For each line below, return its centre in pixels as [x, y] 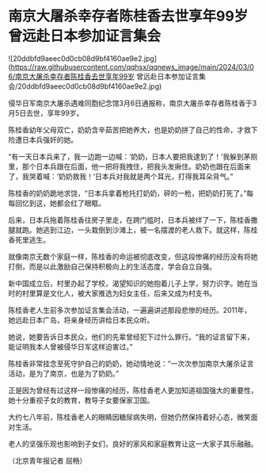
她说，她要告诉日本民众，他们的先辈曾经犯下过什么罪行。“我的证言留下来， [131, 337]
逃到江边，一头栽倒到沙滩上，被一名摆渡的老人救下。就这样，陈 [146, 230]
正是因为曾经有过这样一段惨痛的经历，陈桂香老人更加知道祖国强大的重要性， [133, 390]
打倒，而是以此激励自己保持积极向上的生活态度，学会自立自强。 [112, 266]
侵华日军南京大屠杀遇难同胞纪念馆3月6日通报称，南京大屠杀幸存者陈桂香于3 [133, 103]
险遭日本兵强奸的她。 [43, 139]
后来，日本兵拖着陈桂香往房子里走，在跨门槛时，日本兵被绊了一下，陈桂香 [129, 219]
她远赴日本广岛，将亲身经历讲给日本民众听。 [81, 320]
